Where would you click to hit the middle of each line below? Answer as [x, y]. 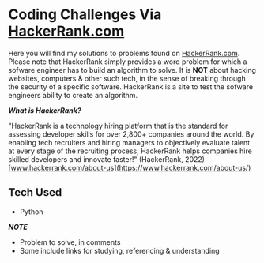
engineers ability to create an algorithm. [73, 95]
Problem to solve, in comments [70, 242]
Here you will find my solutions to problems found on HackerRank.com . [124, 53]
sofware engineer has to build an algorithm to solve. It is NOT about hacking [132, 70]
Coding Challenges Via [85, 15]
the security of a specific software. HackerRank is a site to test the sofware [131, 86]
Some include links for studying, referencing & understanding [119, 250]
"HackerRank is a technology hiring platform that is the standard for [118, 126]
